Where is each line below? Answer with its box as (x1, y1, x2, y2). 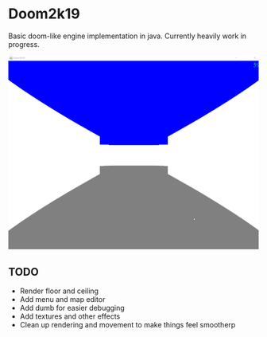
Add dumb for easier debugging (19, 304, 125, 313)
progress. (8, 39, 40, 49)
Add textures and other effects (19, 312, 121, 321)
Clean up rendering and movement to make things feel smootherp (19, 320, 236, 330)
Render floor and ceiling (19, 286, 99, 296)
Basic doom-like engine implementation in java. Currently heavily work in (8, 31, 247, 41)
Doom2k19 (8, 5, 81, 23)
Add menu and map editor (19, 295, 106, 304)
